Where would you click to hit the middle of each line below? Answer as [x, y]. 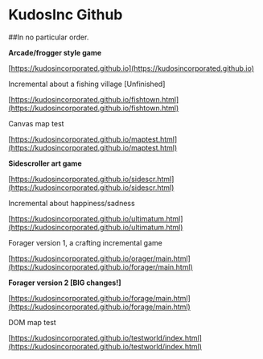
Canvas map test [36, 123]
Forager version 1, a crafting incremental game [85, 242]
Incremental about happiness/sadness [72, 203]
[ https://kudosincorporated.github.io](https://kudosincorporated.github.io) [131, 68]
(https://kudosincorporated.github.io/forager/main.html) [101, 266]
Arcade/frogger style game [55, 52]
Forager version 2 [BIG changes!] [65, 283]
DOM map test [32, 322]
